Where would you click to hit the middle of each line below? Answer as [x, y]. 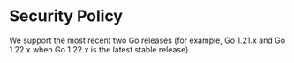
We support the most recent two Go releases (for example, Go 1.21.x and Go [147, 40]
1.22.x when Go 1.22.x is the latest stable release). [100, 49]
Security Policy [66, 16]
